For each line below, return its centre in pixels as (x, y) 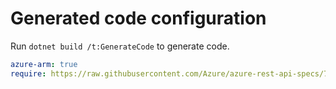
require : (28, 73)
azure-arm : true (44, 64)
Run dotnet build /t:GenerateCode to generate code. (120, 46)
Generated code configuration (138, 18)
